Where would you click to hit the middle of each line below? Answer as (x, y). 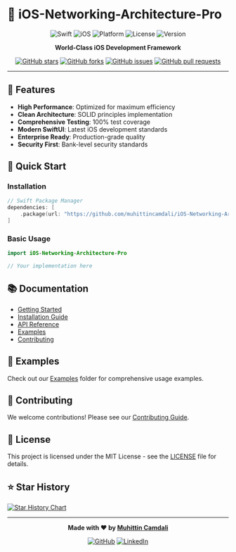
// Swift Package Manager (45, 201)
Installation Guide (42, 317)
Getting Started (39, 309)
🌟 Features (31, 90)
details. (18, 464)
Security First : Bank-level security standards (83, 144)
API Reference (38, 324)
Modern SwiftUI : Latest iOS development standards (92, 129)
